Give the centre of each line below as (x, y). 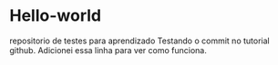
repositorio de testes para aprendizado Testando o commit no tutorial (140, 41)
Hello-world (56, 16)
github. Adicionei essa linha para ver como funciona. (108, 50)
